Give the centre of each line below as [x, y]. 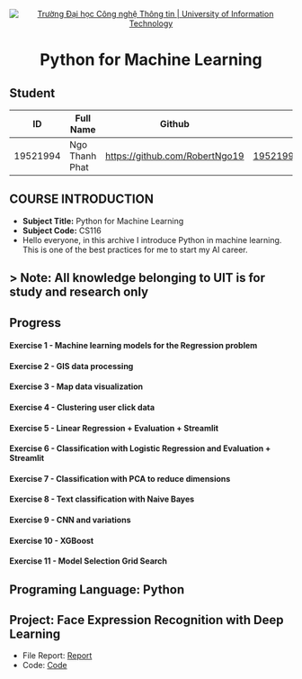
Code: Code [44, 665]
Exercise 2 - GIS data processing [71, 366]
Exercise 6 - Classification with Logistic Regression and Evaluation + [140, 448]
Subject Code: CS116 [62, 231]
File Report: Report [57, 656]
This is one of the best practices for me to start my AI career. [135, 249]
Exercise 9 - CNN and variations [70, 520]
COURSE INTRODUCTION [82, 199]
